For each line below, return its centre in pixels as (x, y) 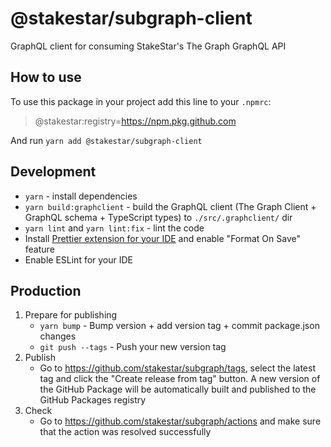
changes (58, 336)
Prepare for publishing (71, 315)
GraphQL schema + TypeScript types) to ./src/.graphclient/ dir (158, 217)
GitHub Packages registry (93, 400)
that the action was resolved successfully (125, 432)
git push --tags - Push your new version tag (133, 347)
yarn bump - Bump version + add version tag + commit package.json (179, 326)
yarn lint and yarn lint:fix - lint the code (114, 228)
